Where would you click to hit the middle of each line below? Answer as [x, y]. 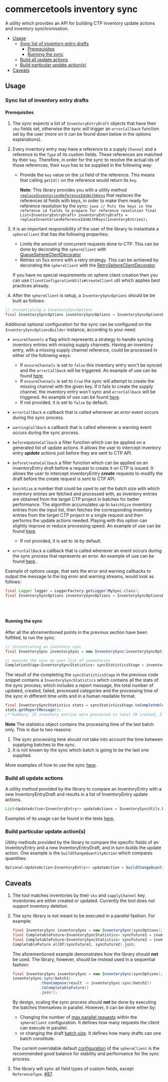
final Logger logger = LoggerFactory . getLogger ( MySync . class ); [72, 591]
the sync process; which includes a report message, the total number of [79, 685]
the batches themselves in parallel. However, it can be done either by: [84, 1007]
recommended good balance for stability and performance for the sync [86, 1053]
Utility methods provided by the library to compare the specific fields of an [82, 842]
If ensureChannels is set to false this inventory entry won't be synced [91, 365]
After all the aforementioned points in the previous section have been [76, 632]
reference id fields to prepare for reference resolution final [88, 211]
